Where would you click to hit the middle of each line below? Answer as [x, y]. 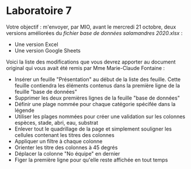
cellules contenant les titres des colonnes [65, 135]
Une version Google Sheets [47, 50]
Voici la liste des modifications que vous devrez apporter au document [91, 62]
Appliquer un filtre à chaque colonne [58, 141]
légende [25, 110]
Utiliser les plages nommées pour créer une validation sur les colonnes [100, 116]
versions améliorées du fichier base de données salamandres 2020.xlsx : [94, 33]
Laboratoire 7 [39, 11]
